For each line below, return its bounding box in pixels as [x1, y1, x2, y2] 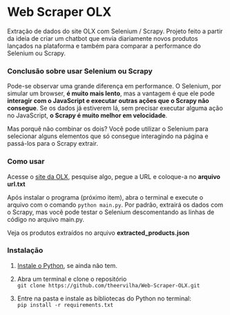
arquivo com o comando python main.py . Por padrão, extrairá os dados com [7, 200, 224, 209]
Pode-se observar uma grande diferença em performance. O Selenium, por [7, 82, 222, 90]
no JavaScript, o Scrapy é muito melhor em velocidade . [7, 111, 168, 120]
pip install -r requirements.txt [17, 301, 114, 308]
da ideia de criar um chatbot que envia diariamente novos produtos [7, 34, 198, 42]
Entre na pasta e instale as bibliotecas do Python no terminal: [17, 294, 191, 303]
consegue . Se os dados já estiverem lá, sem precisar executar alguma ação [7, 104, 223, 113]
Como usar [7, 157, 45, 166]
